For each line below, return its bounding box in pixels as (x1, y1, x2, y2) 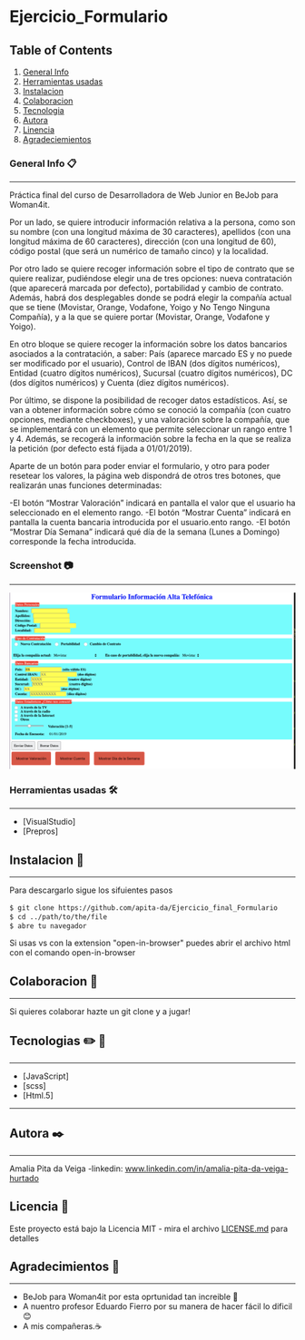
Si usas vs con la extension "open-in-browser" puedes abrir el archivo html (9, 937, 290, 949)
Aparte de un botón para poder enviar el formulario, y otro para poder (9, 461, 271, 472)
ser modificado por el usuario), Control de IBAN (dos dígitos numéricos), (9, 358, 280, 369)
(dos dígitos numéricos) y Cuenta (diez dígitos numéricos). (9, 377, 230, 388)
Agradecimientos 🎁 (9, 1258, 121, 1274)
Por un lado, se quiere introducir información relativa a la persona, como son (9, 217, 296, 228)
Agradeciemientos (22, 134, 92, 144)
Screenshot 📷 (9, 560, 74, 572)
